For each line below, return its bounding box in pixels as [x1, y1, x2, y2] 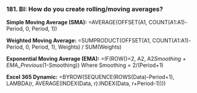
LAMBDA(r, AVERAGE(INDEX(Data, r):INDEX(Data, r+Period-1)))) [6, 80, 166, 87]
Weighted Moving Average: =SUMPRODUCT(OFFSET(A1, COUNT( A [6, 37, 178, 44]
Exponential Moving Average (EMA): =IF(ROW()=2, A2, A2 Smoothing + [6, 55, 187, 63]
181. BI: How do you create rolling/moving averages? [6, 5, 164, 13]
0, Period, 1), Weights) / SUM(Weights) [25, 43, 122, 50]
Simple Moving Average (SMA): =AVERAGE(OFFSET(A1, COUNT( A [6, 19, 174, 26]
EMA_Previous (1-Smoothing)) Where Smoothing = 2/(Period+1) [6, 61, 164, 69]
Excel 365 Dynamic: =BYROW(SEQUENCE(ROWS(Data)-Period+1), [6, 74, 175, 81]
